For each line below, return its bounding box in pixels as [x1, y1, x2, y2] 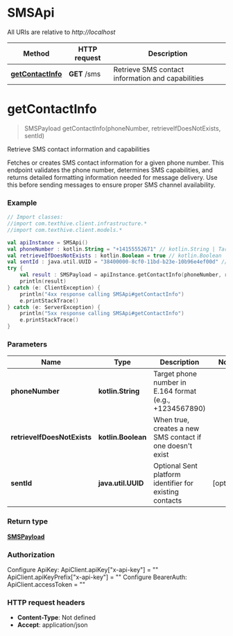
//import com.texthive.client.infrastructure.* [7, 220, 148, 227]
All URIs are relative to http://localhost [7, 28, 116, 36]
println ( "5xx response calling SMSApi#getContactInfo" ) [19, 310, 185, 317]
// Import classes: [7, 214, 64, 221]
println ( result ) [19, 278, 67, 285]
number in [153, 378, 187, 387]
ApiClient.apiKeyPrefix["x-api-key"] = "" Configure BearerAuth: [7, 573, 187, 581]
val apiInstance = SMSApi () [7, 239, 89, 246]
